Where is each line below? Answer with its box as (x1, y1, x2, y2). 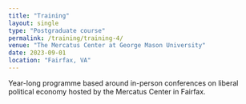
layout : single (8, 19, 59, 27)
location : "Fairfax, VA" (8, 57, 91, 65)
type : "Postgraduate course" (8, 26, 106, 34)
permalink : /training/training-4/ (8, 34, 124, 42)
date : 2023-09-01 (8, 49, 67, 57)
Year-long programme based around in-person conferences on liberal (8, 78, 239, 88)
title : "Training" (8, 11, 70, 20)
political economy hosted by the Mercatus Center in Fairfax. (8, 86, 206, 96)
